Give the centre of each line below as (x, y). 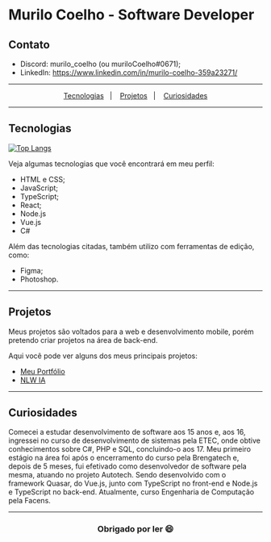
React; (31, 205)
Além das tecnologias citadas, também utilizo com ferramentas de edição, (131, 246)
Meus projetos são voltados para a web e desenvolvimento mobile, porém (131, 331)
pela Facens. (29, 501)
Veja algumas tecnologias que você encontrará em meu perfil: (112, 164)
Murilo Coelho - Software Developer (131, 15)
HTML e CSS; (43, 179)
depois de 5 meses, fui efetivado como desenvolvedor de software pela (128, 466)
